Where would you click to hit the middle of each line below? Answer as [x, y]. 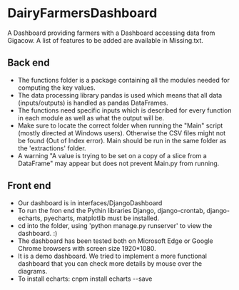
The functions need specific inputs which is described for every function [124, 110]
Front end [29, 186]
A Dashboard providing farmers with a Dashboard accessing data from [111, 33]
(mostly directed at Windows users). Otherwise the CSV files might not [122, 133]
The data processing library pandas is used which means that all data [120, 95]
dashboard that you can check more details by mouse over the [110, 263]
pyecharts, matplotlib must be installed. [102, 218]
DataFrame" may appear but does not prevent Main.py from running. [118, 163]
